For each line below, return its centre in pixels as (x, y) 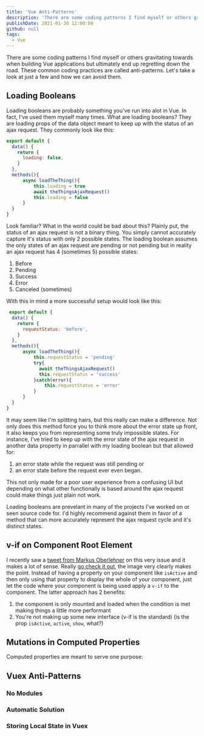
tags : (13, 35)
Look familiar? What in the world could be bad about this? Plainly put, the (98, 226)
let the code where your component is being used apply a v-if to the (93, 585)
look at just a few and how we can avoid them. (64, 77)
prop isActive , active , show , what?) (59, 623)
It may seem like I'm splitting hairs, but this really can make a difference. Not (102, 420)
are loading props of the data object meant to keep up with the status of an (100, 123)
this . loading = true (59, 186)
